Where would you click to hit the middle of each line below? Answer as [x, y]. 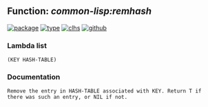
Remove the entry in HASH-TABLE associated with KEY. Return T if [104, 91]
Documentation [34, 77]
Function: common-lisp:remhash [79, 11]
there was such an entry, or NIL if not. [67, 97]
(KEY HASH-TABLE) [32, 60]
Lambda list [27, 45]
